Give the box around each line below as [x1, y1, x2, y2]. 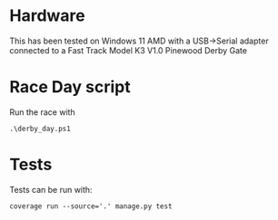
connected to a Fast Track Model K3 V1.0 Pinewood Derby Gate [9, 44, 248, 55]
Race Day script [9, 77, 131, 98]
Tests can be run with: [9, 184, 93, 195]
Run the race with [9, 106, 75, 118]
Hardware [9, 5, 85, 26]
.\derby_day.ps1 [9, 124, 71, 133]
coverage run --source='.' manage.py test [9, 201, 173, 211]
